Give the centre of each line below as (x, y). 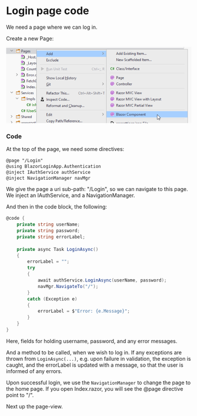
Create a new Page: (30, 38)
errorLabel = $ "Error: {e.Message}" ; (84, 311)
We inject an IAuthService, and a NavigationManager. (71, 196)
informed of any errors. (34, 371)
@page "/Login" (25, 161)
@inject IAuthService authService (49, 172)
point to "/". (20, 395)
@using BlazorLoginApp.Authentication (54, 167)
